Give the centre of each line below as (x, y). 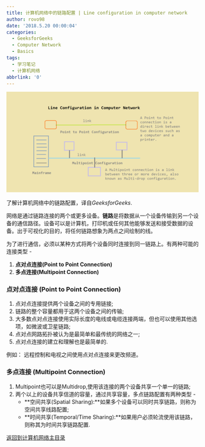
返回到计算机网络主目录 (36, 437)
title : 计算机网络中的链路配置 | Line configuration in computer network (97, 13)
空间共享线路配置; (46, 409)
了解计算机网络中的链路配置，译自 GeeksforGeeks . (69, 203)
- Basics (23, 52)
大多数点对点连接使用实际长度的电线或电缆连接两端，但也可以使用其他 (103, 319)
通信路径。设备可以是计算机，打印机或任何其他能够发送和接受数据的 (102, 224)
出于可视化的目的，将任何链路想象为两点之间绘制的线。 (86, 231)
